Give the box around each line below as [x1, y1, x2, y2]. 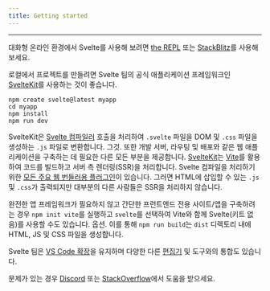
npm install [8, 109, 48, 117]
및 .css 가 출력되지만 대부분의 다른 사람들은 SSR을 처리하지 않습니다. [8, 182, 223, 191]
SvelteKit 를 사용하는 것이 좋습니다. [8, 80, 118, 89]
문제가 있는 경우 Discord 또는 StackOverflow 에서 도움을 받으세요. [8, 273, 215, 283]
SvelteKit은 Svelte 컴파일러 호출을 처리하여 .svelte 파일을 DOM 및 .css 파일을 [8, 132, 258, 141]
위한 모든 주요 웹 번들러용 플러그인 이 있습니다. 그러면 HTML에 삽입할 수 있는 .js [8, 172, 260, 182]
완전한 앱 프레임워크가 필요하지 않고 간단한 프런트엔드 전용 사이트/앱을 [8, 199, 227, 209]
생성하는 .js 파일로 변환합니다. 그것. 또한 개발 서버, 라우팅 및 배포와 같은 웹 [8, 141, 243, 151]
